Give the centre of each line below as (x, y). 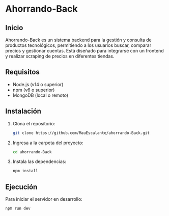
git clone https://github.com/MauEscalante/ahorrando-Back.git (81, 133)
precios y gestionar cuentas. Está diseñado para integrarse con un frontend (84, 51)
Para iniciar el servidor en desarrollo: (44, 199)
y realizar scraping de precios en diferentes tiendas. (60, 56)
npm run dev (18, 209)
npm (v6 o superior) (34, 90)
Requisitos (22, 72)
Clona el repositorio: (34, 123)
